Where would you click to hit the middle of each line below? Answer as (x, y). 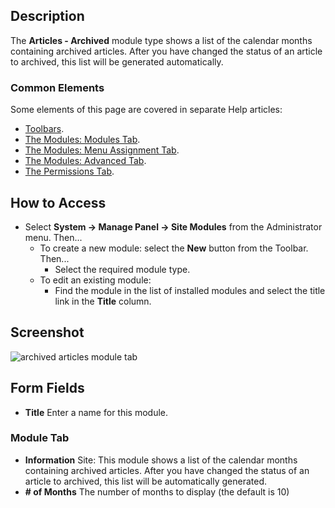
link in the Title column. (103, 301)
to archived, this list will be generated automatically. (117, 61)
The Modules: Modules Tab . (82, 140)
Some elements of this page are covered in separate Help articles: (146, 110)
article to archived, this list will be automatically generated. (145, 481)
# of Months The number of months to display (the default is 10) (157, 491)
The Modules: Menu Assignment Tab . (102, 150)
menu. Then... (53, 237)
